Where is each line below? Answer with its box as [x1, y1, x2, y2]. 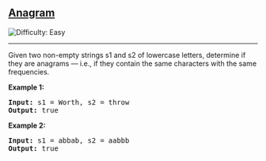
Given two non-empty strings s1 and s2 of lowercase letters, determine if [8, 50, 246, 59]
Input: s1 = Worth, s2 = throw [8, 98, 130, 106]
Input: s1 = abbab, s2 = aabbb [8, 136, 130, 145]
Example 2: [8, 121, 46, 130]
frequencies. [8, 67, 50, 76]
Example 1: [8, 82, 45, 92]
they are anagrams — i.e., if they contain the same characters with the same [8, 59, 257, 68]
